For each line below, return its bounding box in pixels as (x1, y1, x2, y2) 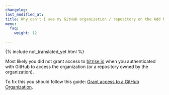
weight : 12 (14, 30, 37, 35)
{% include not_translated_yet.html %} (5, 48, 84, 54)
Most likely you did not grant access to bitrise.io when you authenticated (5, 58, 156, 64)
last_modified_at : (5, 12, 44, 17)
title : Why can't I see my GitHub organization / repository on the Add (5, 16, 161, 21)
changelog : (5, 7, 28, 12)
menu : (5, 21, 17, 26)
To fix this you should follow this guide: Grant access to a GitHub (5, 78, 139, 84)
